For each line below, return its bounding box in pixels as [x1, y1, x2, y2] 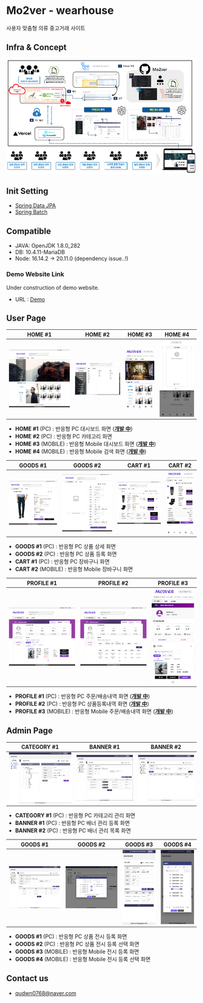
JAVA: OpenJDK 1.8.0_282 [14, 242, 80, 249]
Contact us [6, 973, 49, 984]
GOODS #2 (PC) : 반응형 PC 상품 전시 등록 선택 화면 [14, 941, 140, 948]
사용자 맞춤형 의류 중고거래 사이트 [6, 24, 86, 31]
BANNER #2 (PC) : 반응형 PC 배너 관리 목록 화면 [14, 827, 131, 834]
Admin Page [6, 726, 53, 736]
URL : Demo [14, 295, 45, 303]
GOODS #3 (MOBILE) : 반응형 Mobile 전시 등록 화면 [14, 948, 140, 955]
